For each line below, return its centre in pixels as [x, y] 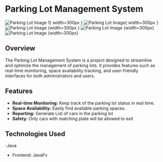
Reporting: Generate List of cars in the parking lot [63, 113]
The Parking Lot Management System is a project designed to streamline [79, 60]
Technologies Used [35, 134]
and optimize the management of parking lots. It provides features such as [80, 65]
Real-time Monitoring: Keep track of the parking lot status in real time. [83, 103]
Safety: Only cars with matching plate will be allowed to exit [73, 118]
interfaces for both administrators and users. [50, 76]
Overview [20, 48]
